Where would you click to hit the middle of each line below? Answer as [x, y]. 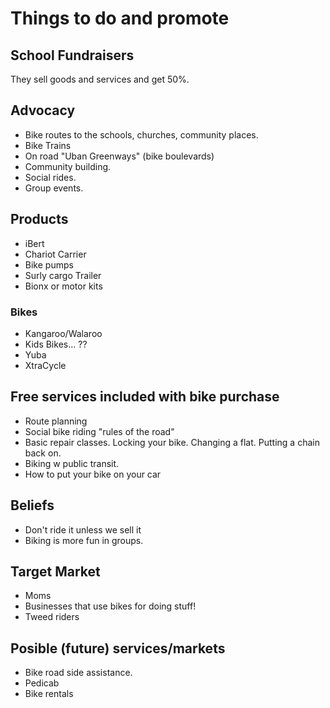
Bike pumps [49, 264]
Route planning [56, 421]
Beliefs [32, 505]
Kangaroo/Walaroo [63, 333]
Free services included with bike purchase [145, 397]
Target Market [55, 571]
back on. [43, 453]
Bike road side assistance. [78, 673]
